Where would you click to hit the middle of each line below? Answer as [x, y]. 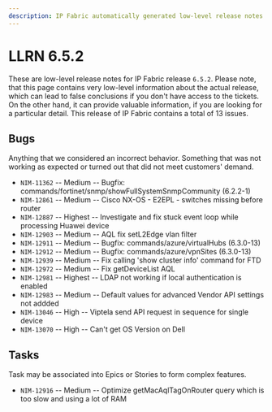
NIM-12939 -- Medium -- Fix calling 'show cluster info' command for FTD [140, 260]
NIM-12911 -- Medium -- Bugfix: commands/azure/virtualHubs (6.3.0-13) [140, 243]
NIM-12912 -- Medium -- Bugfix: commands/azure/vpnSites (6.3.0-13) [136, 252]
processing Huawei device [65, 226]
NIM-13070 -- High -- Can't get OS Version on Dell [102, 329]
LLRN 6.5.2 [46, 56]
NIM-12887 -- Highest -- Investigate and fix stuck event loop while [129, 217]
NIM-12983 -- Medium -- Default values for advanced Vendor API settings [142, 295]
